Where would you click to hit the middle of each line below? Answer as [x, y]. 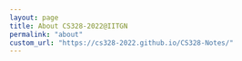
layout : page [34, 17]
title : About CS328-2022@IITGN [69, 26]
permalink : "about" [46, 34]
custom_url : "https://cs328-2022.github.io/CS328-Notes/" [121, 43]
